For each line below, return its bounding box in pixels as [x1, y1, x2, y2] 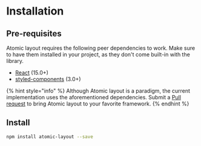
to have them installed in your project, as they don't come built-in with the [6, 51, 191, 58]
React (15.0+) [15, 69, 48, 76]
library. [6, 58, 24, 64]
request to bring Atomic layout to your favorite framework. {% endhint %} [6, 100, 189, 107]
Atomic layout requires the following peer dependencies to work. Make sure [6, 44, 196, 51]
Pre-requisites [6, 28, 62, 39]
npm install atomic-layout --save [6, 133, 94, 140]
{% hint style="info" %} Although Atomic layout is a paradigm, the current [6, 87, 191, 95]
